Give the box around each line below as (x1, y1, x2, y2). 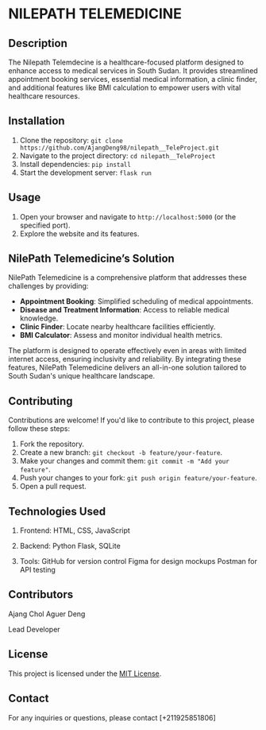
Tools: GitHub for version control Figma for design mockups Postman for (19, 557, 258, 566)
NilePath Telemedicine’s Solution (8, 252, 175, 266)
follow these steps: (8, 424, 70, 433)
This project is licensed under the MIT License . (8, 669, 162, 678)
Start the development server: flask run (19, 168, 152, 177)
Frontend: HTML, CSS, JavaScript (19, 526, 131, 535)
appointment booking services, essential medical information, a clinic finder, (8, 75, 258, 83)
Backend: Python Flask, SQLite (19, 542, 121, 551)
